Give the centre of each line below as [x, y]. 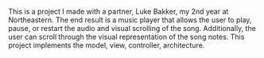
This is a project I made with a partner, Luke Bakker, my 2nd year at [118, 12]
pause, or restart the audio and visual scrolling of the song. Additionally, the [132, 28]
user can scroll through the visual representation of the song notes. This [126, 37]
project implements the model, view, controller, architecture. [107, 45]
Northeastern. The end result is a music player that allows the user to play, [130, 20]
